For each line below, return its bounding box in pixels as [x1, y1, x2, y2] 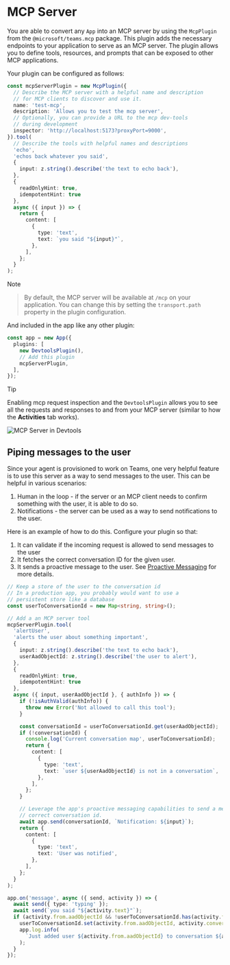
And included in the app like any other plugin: [7, 321, 135, 329]
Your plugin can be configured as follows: [7, 69, 125, 78]
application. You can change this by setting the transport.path [23, 301, 201, 309]
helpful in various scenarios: [7, 479, 87, 487]
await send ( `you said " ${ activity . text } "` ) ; [13, 907, 142, 914]
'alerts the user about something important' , [13, 634, 149, 641]
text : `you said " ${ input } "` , [37, 235, 125, 242]
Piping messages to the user [7, 446, 131, 458]
